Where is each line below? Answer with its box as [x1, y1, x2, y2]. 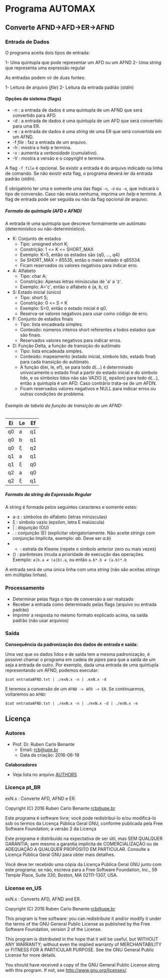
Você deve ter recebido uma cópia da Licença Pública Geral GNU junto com [5, 861, 162, 867]
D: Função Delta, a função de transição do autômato [12, 343, 121, 349]
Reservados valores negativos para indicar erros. [20, 337, 122, 343]
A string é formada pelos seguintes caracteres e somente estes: [5, 504, 138, 510]
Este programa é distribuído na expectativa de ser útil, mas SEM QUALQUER [5, 835, 163, 841]
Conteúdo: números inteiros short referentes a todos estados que [20, 327, 155, 333]
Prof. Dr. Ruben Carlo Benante [12, 741, 75, 747]
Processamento [5, 584, 45, 591]
